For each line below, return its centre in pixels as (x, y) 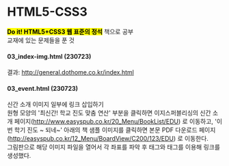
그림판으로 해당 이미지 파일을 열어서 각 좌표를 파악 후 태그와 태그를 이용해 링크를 (114, 147)
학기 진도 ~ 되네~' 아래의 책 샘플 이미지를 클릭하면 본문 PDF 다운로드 (106, 130)
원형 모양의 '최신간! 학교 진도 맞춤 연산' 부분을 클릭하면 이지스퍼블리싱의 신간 (109, 113)
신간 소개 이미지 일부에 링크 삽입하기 (55, 105)
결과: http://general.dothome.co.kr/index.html (71, 72)
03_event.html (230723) (43, 88)
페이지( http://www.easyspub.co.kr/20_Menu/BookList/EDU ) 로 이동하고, (114, 122)
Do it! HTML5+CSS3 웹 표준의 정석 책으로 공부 (70, 31)
